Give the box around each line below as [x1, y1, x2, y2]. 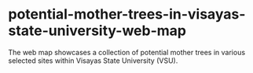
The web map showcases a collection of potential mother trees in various [8, 47, 246, 57]
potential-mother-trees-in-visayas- [8, 5, 246, 23]
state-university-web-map [8, 22, 187, 40]
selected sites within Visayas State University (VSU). [8, 56, 178, 65]
